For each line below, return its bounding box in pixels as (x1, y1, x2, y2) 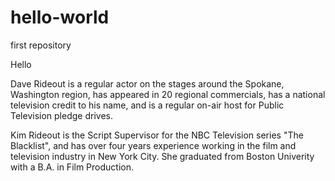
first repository (10, 39, 72, 51)
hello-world (10, 6, 110, 29)
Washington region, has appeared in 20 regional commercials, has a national (10, 88, 326, 100)
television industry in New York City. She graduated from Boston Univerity (10, 150, 315, 162)
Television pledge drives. (10, 109, 113, 121)
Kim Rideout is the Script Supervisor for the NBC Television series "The (10, 129, 304, 141)
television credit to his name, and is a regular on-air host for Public (10, 99, 285, 111)
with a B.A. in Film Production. (10, 161, 135, 173)
